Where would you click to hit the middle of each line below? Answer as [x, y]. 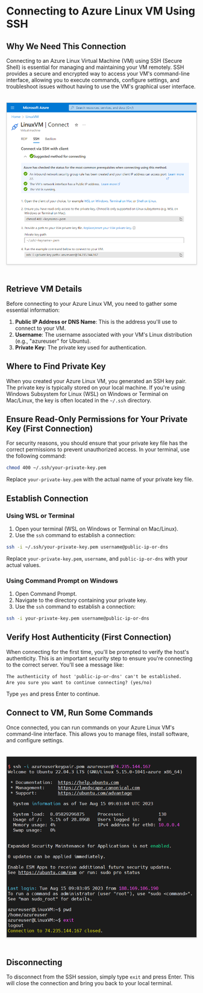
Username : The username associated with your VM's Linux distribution [104, 334]
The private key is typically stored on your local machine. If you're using [95, 387]
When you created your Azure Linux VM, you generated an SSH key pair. [96, 381]
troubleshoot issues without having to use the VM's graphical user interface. [101, 86]
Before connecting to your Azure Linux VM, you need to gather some [92, 303]
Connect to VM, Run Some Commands [80, 713]
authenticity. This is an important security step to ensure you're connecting [99, 658]
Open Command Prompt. [46, 594]
